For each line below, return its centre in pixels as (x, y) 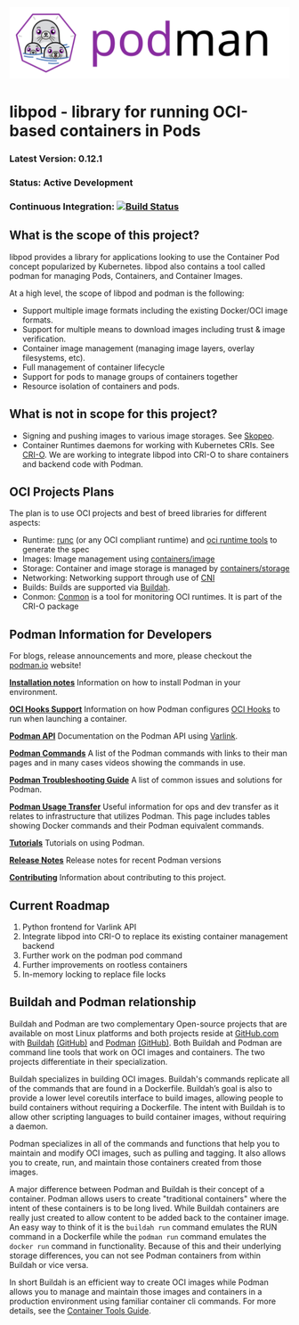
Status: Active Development (71, 183)
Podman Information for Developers (111, 634)
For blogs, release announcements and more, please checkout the (130, 656)
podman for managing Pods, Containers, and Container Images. (126, 275)
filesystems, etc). (54, 357)
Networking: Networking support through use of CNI (118, 578)
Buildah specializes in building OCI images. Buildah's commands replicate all (149, 1079)
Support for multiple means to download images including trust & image (154, 329)
